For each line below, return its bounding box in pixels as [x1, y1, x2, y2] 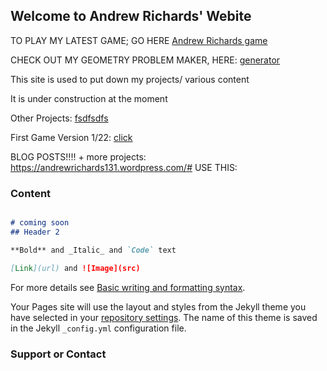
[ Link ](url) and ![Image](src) [10, 263, 141, 273]
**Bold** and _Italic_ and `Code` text [10, 245, 177, 255]
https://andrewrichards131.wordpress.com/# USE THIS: [10, 161, 238, 173]
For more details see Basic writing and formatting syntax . [10, 281, 246, 293]
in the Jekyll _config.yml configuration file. [10, 322, 187, 334]
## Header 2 [10, 227, 60, 237]
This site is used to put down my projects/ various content [10, 73, 250, 85]
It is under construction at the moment [10, 92, 168, 104]
